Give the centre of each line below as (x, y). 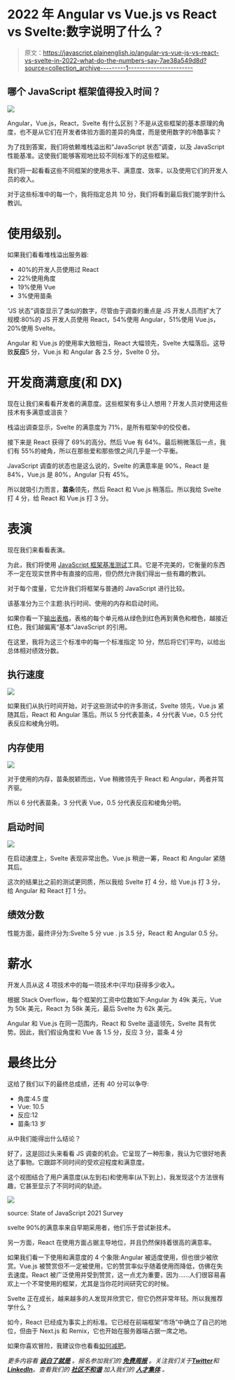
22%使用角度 (36, 278)
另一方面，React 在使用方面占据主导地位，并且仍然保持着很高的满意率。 (111, 1242)
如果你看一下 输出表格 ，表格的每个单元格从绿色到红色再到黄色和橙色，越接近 (117, 618)
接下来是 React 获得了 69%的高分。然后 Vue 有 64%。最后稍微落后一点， (114, 442)
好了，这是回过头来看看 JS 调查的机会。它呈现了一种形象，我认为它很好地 (114, 1153)
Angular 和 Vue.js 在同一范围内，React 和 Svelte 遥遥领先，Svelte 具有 (109, 1023)
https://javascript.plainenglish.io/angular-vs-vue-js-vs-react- (131, 53)
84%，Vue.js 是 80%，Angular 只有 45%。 (70, 474)
